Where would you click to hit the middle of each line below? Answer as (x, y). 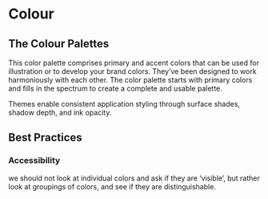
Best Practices (45, 138)
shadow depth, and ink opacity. (60, 112)
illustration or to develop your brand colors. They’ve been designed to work (133, 71)
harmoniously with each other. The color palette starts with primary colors (130, 80)
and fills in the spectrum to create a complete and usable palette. (115, 88)
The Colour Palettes (59, 44)
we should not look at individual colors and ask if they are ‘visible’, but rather (134, 178)
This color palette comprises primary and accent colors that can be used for (134, 63)
